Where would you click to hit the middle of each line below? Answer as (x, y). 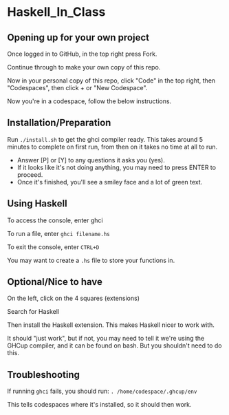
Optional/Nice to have (55, 282)
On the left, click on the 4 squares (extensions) (73, 298)
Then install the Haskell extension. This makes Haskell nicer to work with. (111, 325)
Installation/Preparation (59, 123)
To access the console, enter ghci (55, 220)
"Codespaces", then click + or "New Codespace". (77, 88)
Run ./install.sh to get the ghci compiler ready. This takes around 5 (105, 139)
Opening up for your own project (78, 38)
